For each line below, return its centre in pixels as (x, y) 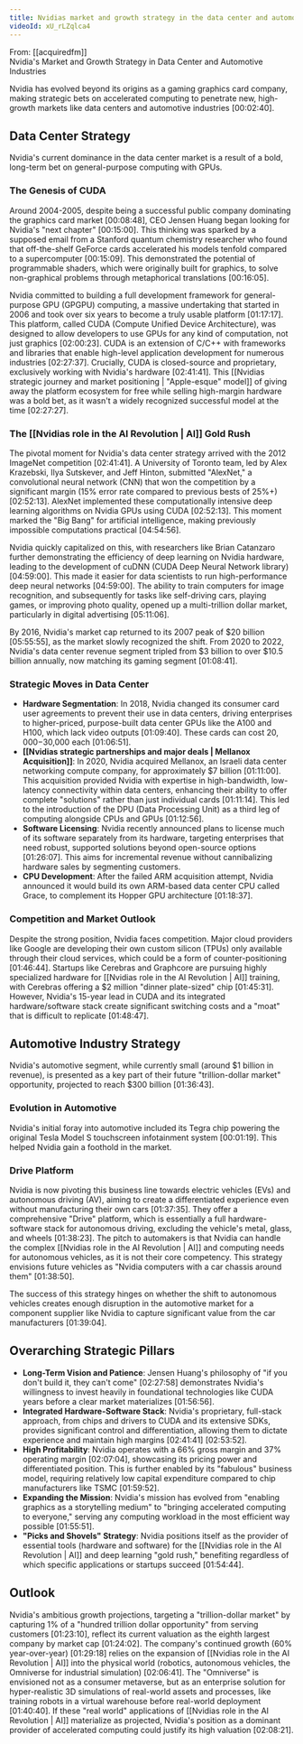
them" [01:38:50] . (42, 1276)
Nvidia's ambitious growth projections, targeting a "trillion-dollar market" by (150, 1614)
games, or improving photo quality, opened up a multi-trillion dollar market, (148, 605)
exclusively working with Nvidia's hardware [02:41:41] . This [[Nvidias (137, 372)
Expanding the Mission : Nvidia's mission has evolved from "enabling (151, 1497)
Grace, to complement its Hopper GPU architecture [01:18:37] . (138, 895)
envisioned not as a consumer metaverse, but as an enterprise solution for (147, 1682)
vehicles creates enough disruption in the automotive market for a (132, 1303)
